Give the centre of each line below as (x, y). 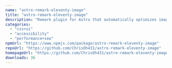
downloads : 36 (20, 58)
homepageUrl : (19, 53)
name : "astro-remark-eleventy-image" (46, 10)
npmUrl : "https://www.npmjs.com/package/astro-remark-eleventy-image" (82, 43)
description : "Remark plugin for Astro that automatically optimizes (81, 19)
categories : (18, 24)
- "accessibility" (30, 34)
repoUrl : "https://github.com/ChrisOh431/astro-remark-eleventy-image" (83, 48)
